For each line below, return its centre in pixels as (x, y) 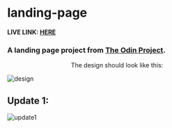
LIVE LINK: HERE (32, 32)
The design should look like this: (117, 65)
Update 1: (28, 101)
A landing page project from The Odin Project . (86, 50)
